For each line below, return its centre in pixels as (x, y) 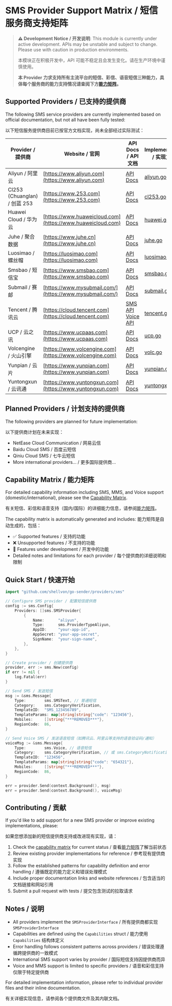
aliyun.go (155, 177)
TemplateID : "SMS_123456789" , (48, 710)
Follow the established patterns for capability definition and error (81, 866)
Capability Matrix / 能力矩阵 (50, 479)
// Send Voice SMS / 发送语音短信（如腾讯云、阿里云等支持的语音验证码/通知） (81, 738)
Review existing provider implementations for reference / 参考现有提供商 (89, 853)
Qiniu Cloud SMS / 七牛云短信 (44, 456)
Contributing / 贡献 (36, 808)
